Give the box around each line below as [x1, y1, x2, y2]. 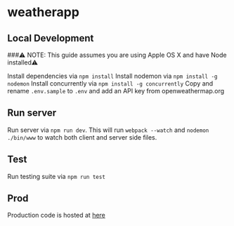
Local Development [7, 32, 94, 44]
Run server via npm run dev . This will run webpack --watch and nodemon [7, 126, 209, 134]
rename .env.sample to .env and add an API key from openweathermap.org [7, 87, 225, 95]
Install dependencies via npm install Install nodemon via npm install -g [7, 72, 218, 80]
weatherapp [7, 4, 79, 20]
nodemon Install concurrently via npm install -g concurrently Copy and [7, 79, 214, 88]
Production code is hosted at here [7, 211, 105, 220]
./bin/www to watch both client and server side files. [7, 133, 157, 141]
